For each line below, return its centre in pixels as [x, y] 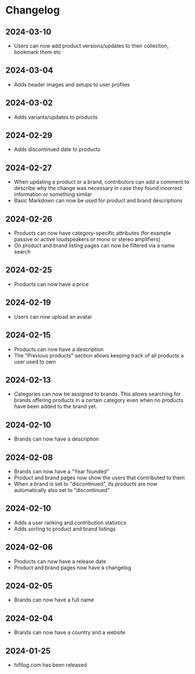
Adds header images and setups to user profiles [72, 84]
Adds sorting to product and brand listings [65, 529]
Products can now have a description [59, 349]
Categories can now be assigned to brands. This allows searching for [97, 394]
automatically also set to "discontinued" [62, 490]
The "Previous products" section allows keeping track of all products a [99, 355]
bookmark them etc [37, 52]
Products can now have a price [51, 284]
